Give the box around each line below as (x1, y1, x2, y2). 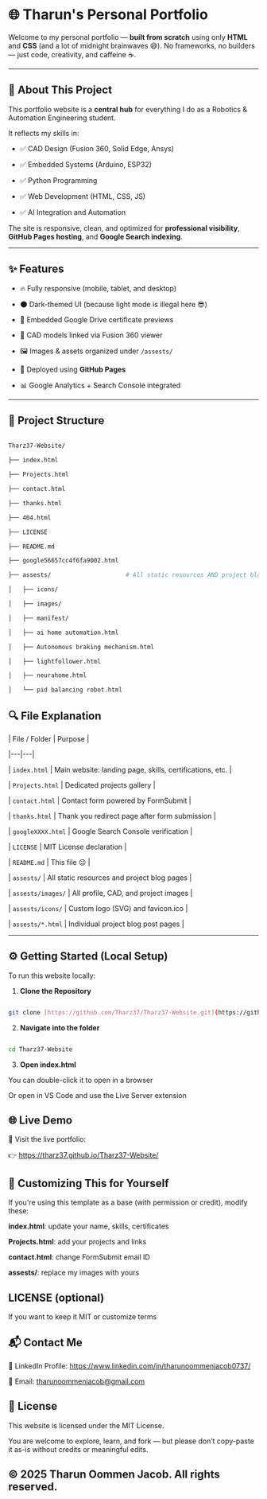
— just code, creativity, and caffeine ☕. (8, 49, 137, 59)
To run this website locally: (8, 971, 96, 980)
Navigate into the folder (19, 1022, 100, 1032)
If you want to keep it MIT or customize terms (8, 1311, 157, 1322)
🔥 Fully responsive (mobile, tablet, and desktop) (19, 283, 177, 293)
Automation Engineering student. (8, 113, 117, 123)
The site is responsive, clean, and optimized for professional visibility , (8, 223, 240, 232)
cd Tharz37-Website (8, 1045, 73, 1053)
